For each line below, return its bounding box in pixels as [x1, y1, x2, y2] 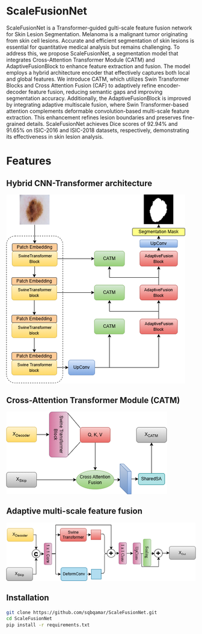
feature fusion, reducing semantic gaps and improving [28, 88, 163, 95]
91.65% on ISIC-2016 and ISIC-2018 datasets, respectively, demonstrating [6, 127, 189, 134]
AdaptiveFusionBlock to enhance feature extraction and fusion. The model [6, 62, 191, 70]
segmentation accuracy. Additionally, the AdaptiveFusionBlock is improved [6, 95, 191, 102]
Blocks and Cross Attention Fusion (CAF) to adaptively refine [6, 81, 156, 89]
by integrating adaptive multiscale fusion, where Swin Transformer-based [6, 101, 189, 108]
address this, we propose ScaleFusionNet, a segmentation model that [6, 49, 179, 57]
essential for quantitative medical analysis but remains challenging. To [6, 43, 180, 51]
